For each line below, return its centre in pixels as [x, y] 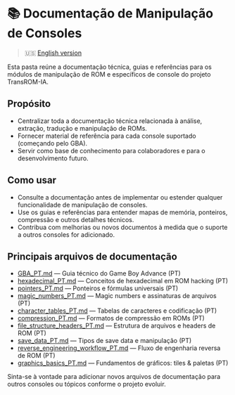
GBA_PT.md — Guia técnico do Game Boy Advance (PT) [99, 273]
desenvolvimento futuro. [53, 158]
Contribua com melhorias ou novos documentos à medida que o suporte [122, 227]
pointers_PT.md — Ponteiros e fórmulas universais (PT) [98, 288]
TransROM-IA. [28, 82]
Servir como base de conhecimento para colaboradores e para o [111, 150]
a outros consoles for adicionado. [66, 234]
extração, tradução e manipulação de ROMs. [82, 128]
